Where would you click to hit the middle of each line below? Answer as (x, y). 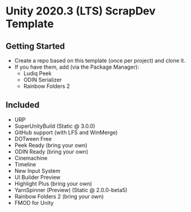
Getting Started (35, 46)
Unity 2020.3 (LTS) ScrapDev (81, 11)
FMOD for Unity (34, 202)
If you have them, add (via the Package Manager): (77, 67)
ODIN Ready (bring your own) (51, 151)
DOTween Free (33, 139)
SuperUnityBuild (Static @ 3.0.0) (55, 126)
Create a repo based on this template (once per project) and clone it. (100, 61)
